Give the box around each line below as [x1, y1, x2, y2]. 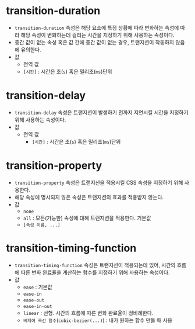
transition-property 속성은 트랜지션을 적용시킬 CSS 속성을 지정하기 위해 [14, 179, 183, 186]
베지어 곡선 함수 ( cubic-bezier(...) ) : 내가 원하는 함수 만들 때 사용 [23, 317, 173, 324]
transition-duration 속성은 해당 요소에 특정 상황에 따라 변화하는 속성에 [14, 24, 179, 31]
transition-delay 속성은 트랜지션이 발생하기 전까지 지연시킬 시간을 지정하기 [14, 109, 189, 116]
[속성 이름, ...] [23, 222, 61, 228]
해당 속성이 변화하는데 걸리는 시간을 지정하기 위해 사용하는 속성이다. [20, 31, 175, 39]
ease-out [23, 297, 45, 303]
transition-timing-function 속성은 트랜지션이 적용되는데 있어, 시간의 [14, 261, 176, 268]
